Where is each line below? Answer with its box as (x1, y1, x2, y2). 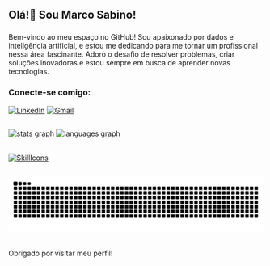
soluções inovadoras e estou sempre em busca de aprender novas (8, 58, 230, 68)
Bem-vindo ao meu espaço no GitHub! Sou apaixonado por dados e (8, 32, 234, 42)
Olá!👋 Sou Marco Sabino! (8, 8, 137, 22)
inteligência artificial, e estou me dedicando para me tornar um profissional (8, 41, 259, 51)
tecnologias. (8, 66, 50, 77)
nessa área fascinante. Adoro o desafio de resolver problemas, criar (8, 49, 235, 59)
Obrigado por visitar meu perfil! (8, 248, 113, 258)
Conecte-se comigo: (8, 87, 91, 98)
